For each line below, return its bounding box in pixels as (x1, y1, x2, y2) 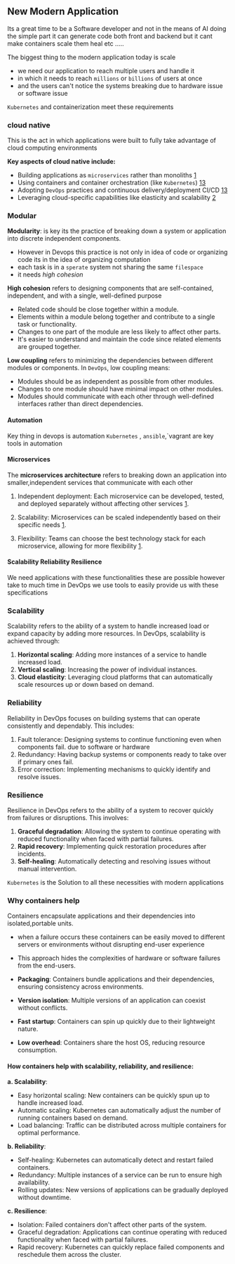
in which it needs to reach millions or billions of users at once (17, 74, 203, 82)
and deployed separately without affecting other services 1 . (17, 499, 189, 507)
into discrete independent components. (7, 234, 121, 243)
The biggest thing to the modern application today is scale (7, 53, 176, 61)
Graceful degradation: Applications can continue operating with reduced (17, 1228, 227, 1237)
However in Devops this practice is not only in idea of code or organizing (17, 248, 228, 256)
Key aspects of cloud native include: (7, 158, 116, 166)
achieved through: (7, 637, 60, 645)
